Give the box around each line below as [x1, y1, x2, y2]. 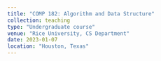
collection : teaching [7, 17, 71, 24]
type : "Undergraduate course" [7, 23, 96, 30]
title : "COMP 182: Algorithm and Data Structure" [7, 10, 155, 18]
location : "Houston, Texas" [7, 43, 90, 50]
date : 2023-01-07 [7, 36, 58, 43]
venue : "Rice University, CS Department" [7, 29, 130, 37]
